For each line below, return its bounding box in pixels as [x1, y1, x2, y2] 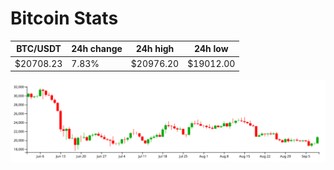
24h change [71, 43, 123, 55]
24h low [193, 43, 229, 55]
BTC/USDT [16, 43, 62, 55]
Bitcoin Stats [10, 7, 119, 30]
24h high [135, 43, 175, 55]
